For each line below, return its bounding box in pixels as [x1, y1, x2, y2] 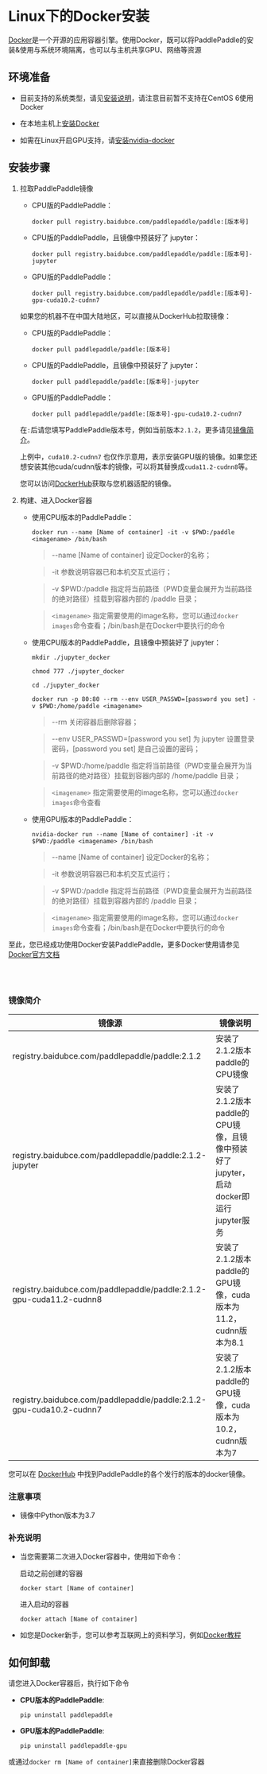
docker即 [215, 1191, 250, 1202]
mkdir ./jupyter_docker [31, 653, 111, 661]
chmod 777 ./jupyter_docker [31, 667, 125, 676]
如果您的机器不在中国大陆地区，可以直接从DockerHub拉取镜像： [19, 311, 232, 320]
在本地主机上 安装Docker [19, 118, 100, 128]
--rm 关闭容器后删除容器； [51, 717, 139, 726]
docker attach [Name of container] [19, 1615, 138, 1624]
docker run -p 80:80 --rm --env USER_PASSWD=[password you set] [31, 695, 250, 703]
